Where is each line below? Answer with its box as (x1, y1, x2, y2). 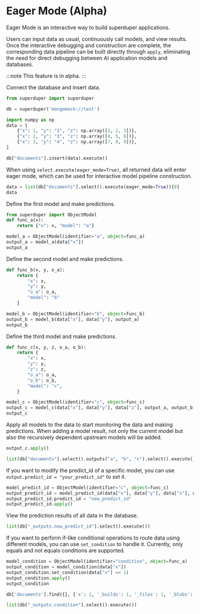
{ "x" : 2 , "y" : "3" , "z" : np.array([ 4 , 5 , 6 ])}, (17, 133, 137, 139)
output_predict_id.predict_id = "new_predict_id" (6, 495, 132, 501)
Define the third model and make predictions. (6, 332, 117, 340)
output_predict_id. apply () (6, 501, 73, 507)
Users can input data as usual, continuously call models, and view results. (6, 35, 187, 42)
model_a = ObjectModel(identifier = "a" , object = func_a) (6, 233, 145, 239)
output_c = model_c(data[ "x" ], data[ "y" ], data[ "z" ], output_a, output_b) (6, 405, 196, 411)
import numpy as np (6, 117, 55, 123)
